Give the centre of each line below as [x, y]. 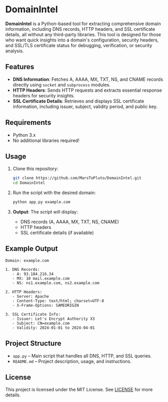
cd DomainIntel [29, 183]
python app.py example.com [41, 202]
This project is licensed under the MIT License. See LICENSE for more [79, 390]
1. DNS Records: [23, 269]
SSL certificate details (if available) [57, 232]
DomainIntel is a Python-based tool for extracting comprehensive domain [83, 24]
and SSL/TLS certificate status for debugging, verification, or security [79, 45]
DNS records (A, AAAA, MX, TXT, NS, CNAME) [70, 222]
